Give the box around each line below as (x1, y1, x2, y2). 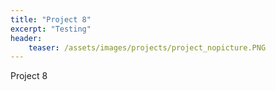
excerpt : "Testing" (10, 24, 92, 34)
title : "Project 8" (10, 14, 92, 25)
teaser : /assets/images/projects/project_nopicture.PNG (28, 42, 267, 53)
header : (10, 33, 43, 43)
